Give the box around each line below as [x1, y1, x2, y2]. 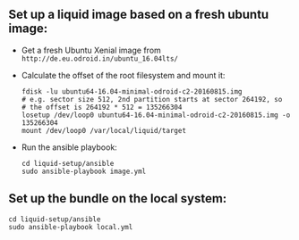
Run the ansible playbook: [21, 142, 117, 153]
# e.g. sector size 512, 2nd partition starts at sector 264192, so [21, 95, 283, 103]
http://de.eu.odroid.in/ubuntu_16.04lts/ [21, 54, 178, 63]
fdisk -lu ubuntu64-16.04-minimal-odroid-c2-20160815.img [21, 87, 243, 96]
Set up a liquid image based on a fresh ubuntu [8, 7, 269, 22]
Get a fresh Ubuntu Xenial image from [21, 45, 162, 55]
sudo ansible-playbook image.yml [21, 167, 147, 176]
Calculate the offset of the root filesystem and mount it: [21, 70, 226, 80]
